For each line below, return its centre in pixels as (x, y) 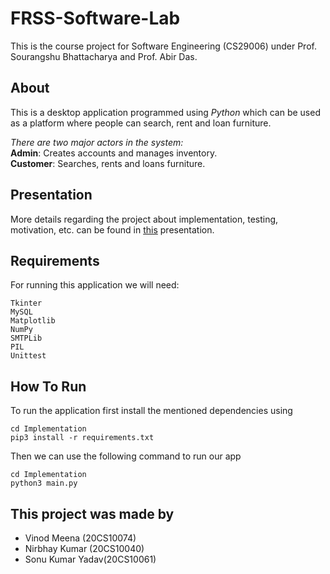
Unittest (28, 356)
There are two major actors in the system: (97, 142)
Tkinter (26, 303)
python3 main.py (44, 483)
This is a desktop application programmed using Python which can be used (165, 112)
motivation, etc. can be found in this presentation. (112, 229)
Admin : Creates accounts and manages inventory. (114, 153)
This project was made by (92, 513)
